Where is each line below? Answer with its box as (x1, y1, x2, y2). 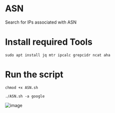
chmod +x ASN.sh (5, 85, 38, 90)
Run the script (5, 69, 64, 80)
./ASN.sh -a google (5, 94, 45, 99)
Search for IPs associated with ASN (5, 19, 77, 25)
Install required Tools (5, 36, 93, 48)
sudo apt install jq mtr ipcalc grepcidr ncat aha (5, 53, 111, 57)
